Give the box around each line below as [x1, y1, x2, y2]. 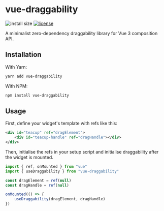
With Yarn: [5, 64, 27, 70]
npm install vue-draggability [5, 93, 70, 98]
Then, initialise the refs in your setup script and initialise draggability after [5, 148, 159, 155]
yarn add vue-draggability [5, 74, 62, 79]
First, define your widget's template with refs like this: [5, 120, 118, 127]
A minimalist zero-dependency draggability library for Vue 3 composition [5, 30, 158, 36]
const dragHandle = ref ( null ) [5, 183, 70, 188]
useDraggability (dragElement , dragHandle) [14, 197, 106, 202]
